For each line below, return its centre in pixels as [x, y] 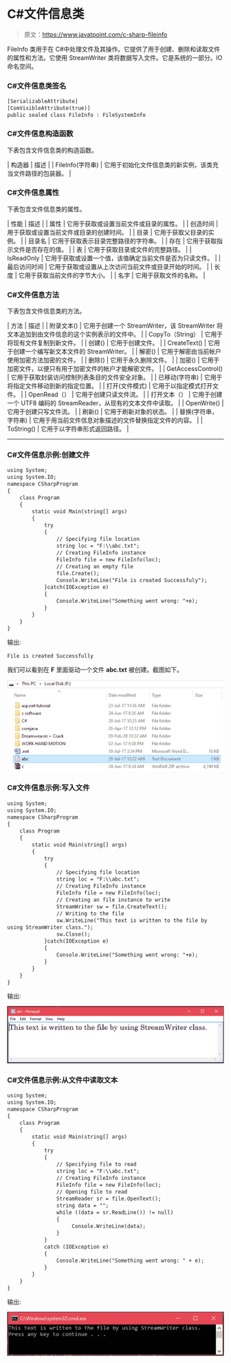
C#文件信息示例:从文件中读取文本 [63, 1080]
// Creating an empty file [95, 567]
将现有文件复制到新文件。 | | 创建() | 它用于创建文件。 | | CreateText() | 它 [111, 343]
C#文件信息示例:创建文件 [48, 455]
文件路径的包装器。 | [42, 173]
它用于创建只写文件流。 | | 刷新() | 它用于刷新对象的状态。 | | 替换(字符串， [113, 412]
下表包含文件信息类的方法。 [46, 311]
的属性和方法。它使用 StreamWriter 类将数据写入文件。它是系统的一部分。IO [115, 57]
